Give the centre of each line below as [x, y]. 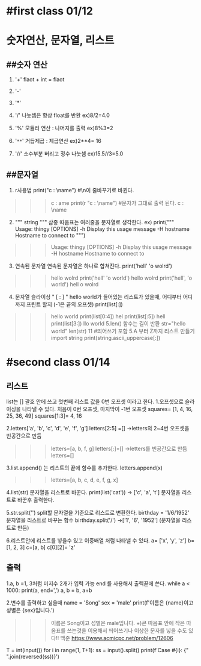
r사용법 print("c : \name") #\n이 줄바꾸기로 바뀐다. [74, 190]
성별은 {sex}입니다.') [31, 610]
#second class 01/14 [58, 362]
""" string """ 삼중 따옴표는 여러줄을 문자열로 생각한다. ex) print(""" [94, 222]
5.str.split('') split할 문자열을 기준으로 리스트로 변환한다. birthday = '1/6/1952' [98, 513]
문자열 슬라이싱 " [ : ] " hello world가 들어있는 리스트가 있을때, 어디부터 [98, 297]
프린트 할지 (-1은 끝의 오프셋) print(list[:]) [74, 304]
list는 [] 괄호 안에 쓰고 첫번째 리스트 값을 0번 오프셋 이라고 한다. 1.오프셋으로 [95, 401]
